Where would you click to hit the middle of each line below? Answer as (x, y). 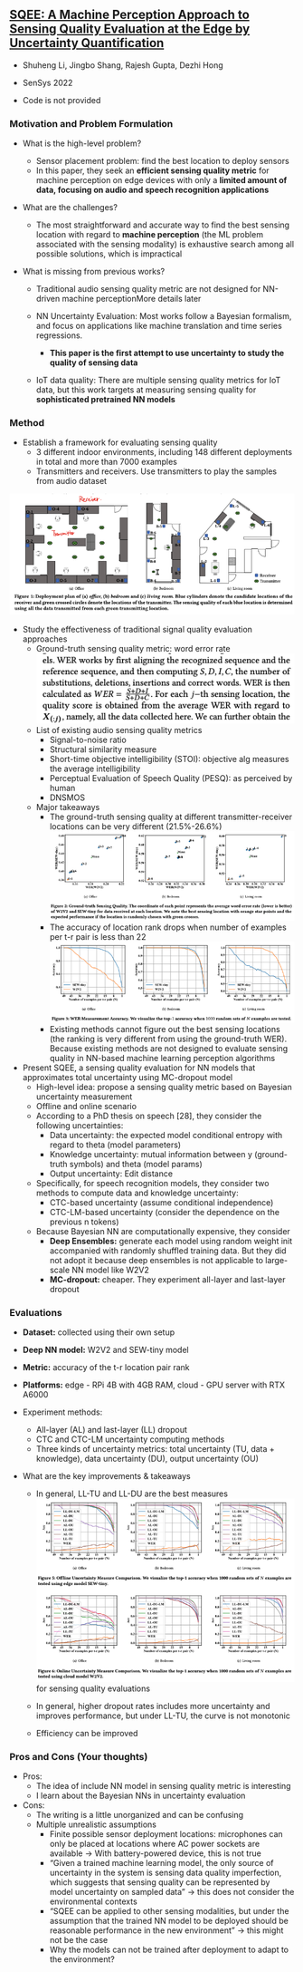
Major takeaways (68, 807)
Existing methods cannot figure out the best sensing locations (165, 1029)
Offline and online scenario (86, 1106)
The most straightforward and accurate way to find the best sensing (163, 225)
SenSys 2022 (47, 82)
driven (48, 299)
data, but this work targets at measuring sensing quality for (146, 390)
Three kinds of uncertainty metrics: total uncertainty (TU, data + (156, 1449)
